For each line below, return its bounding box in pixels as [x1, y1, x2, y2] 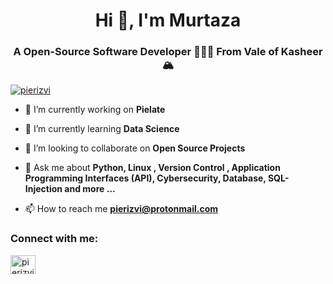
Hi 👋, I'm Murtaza [94, 9, 242, 32]
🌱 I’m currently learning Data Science [24, 123, 180, 135]
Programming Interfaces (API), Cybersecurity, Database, [24, 172, 267, 184]
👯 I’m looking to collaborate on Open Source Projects [24, 142, 246, 154]
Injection [24, 183, 63, 195]
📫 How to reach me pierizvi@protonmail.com [24, 203, 219, 215]
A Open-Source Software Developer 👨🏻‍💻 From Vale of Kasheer [13, 45, 323, 59]
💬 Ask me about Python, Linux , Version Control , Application [24, 162, 281, 174]
